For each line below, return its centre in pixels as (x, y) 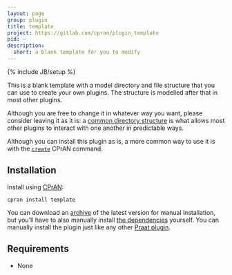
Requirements (38, 249)
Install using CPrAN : (36, 187)
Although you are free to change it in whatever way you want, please (105, 113)
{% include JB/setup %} (41, 72)
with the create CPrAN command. (55, 149)
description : (26, 46)
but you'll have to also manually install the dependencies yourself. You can (113, 220)
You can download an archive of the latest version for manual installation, (112, 212)
